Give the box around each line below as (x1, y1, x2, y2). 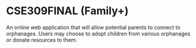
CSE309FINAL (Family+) (6, 4, 129, 18)
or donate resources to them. (6, 36, 78, 43)
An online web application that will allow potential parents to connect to (6, 24, 181, 31)
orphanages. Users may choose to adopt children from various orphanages (6, 30, 191, 37)
